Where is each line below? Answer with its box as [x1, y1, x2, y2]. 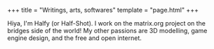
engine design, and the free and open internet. [7, 34, 142, 42]
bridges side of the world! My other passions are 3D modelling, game [7, 27, 208, 35]
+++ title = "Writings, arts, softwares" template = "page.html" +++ [7, 6, 199, 14]
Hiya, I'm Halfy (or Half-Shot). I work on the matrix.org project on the [7, 19, 206, 27]
